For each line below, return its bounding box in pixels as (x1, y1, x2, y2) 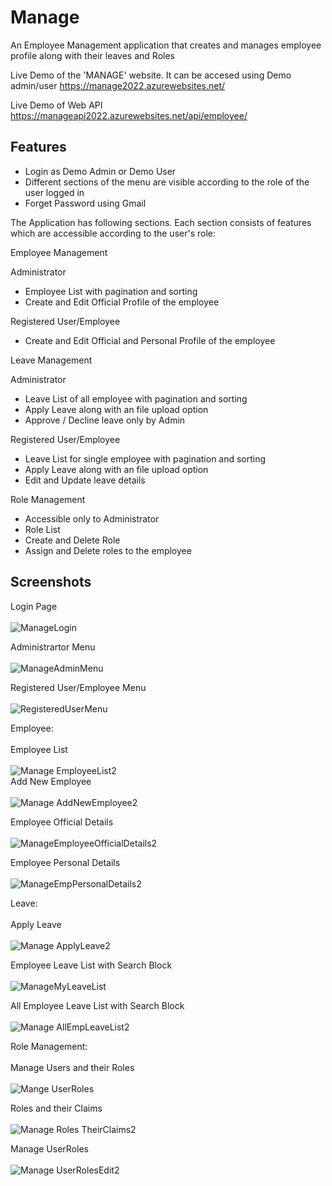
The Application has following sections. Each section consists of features (10, 216, 312, 228)
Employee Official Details (10, 816, 114, 828)
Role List (24, 523, 61, 535)
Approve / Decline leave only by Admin (24, 414, 186, 426)
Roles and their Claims (10, 1102, 103, 1114)
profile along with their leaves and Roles (10, 49, 175, 61)
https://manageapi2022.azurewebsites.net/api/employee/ (10, 109, 248, 121)
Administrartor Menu (10, 641, 96, 653)
